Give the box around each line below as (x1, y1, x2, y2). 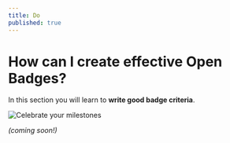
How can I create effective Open (8, 53, 223, 71)
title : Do (8, 11, 41, 20)
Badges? (8, 69, 67, 87)
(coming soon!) (8, 126, 57, 135)
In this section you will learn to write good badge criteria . (8, 95, 195, 104)
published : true (8, 19, 61, 27)
